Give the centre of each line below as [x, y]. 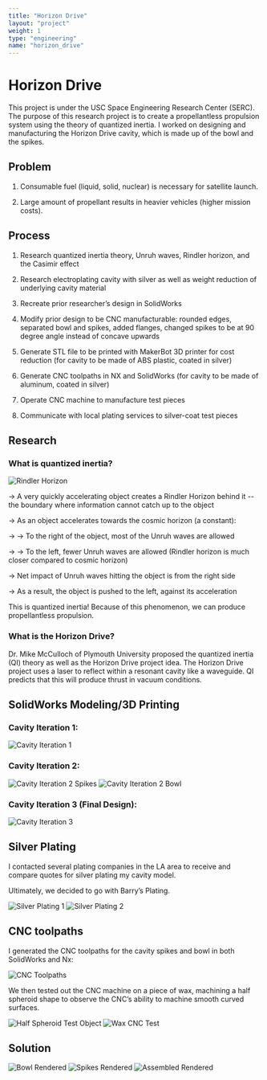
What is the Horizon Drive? [61, 636]
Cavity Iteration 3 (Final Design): [73, 804]
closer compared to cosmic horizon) [68, 560]
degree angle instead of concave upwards [90, 336]
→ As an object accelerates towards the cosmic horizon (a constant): [122, 521]
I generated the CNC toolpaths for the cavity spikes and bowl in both [121, 951]
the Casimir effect [49, 264]
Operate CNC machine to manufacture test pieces [103, 399]
